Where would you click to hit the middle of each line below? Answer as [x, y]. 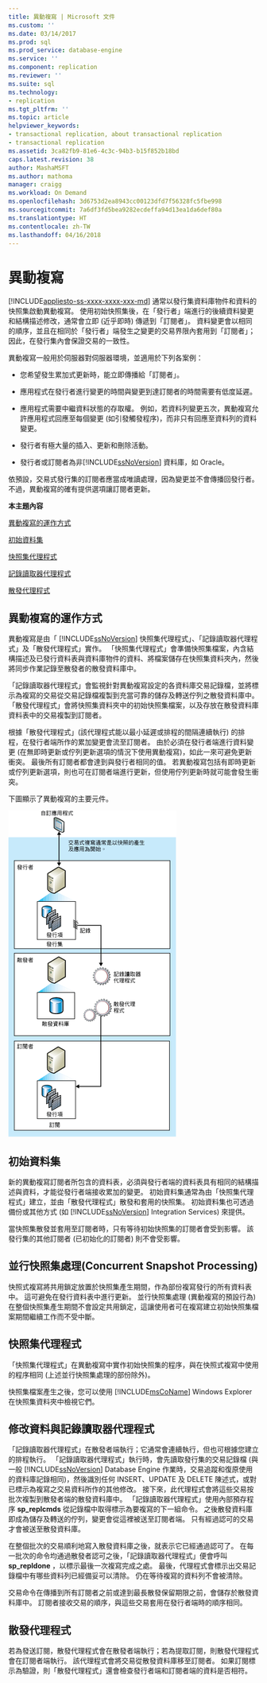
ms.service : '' [33, 59]
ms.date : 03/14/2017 [43, 33]
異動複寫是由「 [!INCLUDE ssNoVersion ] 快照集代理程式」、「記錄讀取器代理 [130, 639]
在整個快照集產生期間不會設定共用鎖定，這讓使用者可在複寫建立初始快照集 [130, 1306]
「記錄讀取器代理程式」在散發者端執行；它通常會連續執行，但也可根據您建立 [133, 1450]
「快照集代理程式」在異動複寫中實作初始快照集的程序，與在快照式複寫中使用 [133, 1365]
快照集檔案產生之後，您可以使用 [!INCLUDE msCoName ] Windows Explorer [130, 1391]
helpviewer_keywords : [44, 126]
